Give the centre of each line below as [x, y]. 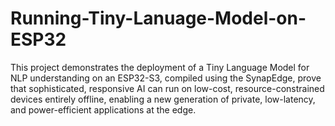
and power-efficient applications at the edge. [103, 109]
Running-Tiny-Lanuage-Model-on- [158, 18]
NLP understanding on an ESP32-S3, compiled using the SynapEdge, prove [166, 78]
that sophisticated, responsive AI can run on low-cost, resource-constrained [167, 88]
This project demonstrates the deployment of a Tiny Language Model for [160, 67]
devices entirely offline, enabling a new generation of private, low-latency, [163, 99]
